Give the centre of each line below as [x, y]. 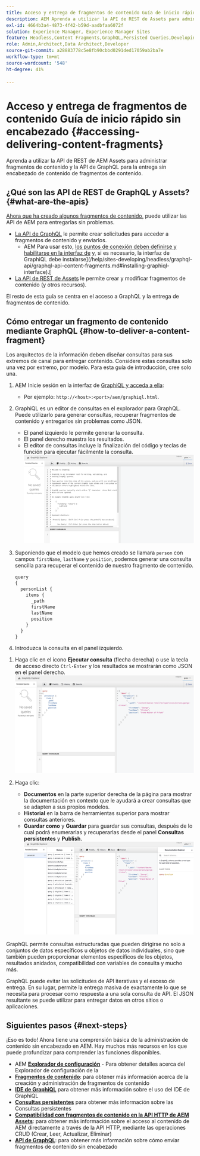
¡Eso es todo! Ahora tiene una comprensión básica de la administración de [97, 1040]
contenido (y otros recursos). [51, 285]
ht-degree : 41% [25, 69]
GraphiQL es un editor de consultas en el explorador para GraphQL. [98, 408]
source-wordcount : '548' [37, 63]
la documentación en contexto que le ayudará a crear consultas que [107, 801]
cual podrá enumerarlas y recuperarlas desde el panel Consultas [104, 832]
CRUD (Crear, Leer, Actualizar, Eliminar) [63, 1134]
